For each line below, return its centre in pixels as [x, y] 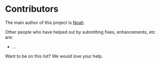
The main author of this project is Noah [45, 22]
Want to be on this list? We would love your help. [54, 56]
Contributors [32, 9]
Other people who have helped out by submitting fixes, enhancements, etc [80, 32]
